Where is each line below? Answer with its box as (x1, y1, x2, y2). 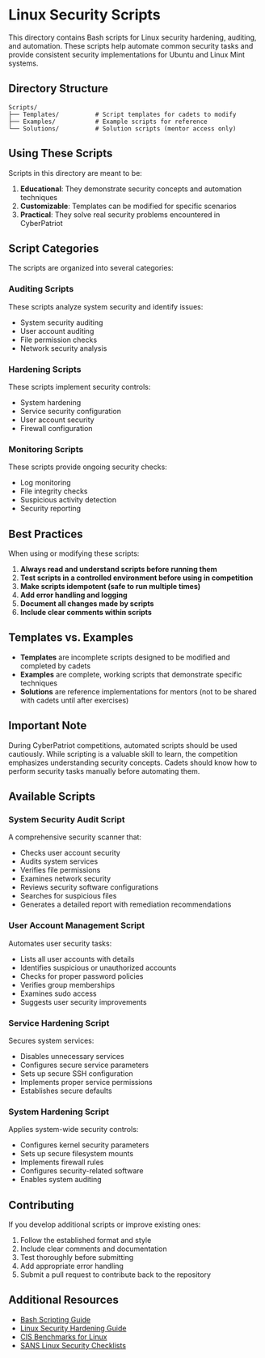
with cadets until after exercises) (19, 695, 129, 705)
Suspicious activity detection (19, 495, 117, 505)
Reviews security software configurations (19, 882, 159, 892)
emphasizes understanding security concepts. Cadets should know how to (8, 758, 257, 767)
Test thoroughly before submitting (19, 1253, 134, 1262)
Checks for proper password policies (19, 971, 144, 981)
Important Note (8, 719, 87, 732)
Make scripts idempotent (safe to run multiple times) (19, 582, 201, 591)
